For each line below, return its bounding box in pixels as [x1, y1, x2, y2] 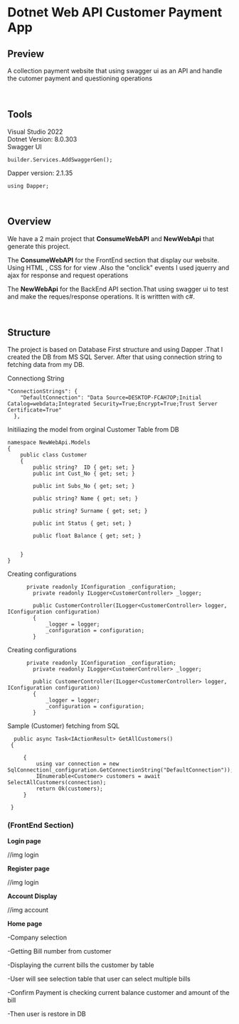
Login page [7, 836, 41, 845]
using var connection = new [36, 760, 119, 768]
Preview [7, 48, 45, 60]
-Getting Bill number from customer [7, 946, 112, 955]
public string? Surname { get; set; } [33, 508, 148, 515]
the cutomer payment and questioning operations [7, 74, 153, 82]
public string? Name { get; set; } [33, 495, 139, 502]
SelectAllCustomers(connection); [7, 779, 107, 786]
